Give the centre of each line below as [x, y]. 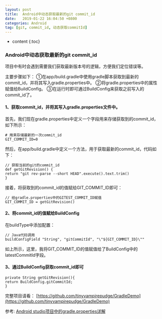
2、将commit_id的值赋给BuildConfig [42, 213]
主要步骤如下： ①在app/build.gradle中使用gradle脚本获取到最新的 [72, 77]
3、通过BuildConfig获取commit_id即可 [45, 267]
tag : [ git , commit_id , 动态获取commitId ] [46, 28]
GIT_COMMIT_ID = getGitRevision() [40, 202]
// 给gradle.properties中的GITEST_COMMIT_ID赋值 [54, 197]
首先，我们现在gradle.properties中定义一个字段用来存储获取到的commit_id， [82, 119]
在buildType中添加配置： [30, 225]
